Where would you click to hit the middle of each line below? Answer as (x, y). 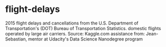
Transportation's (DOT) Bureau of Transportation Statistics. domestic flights (83, 28)
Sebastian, (16, 39)
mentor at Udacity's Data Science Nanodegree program (85, 39)
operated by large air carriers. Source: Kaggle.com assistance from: (75, 33)
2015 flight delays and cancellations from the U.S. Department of (72, 23)
